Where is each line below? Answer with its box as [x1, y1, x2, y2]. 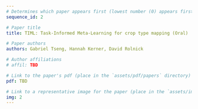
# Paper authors [6, 40, 46, 47]
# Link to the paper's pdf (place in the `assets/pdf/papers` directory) [6, 73, 192, 79]
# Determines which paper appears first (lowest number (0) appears [6, 8, 178, 15]
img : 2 [6, 94, 22, 100]
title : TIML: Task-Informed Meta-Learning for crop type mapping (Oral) [6, 30, 189, 36]
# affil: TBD [6, 62, 38, 68]
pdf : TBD [6, 78, 28, 84]
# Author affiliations [6, 57, 62, 63]
